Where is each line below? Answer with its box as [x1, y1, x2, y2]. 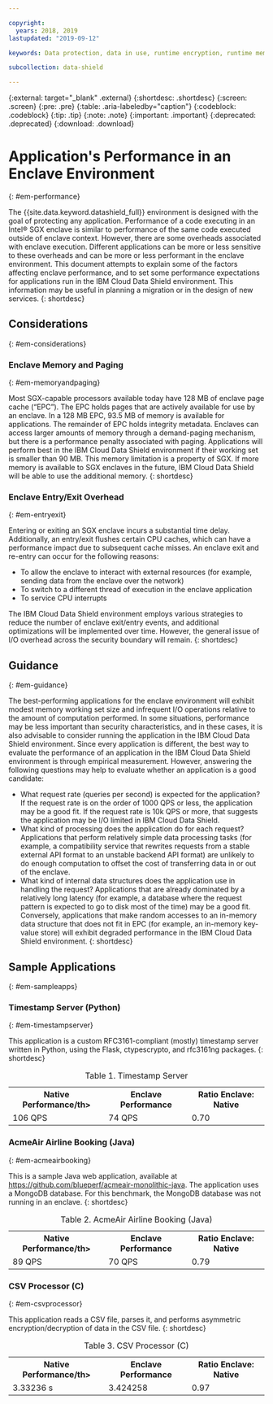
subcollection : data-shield [8, 63, 104, 72]
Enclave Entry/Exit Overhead [8, 491, 124, 503]
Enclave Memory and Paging [8, 359, 124, 370]
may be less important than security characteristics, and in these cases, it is [8, 722, 263, 732]
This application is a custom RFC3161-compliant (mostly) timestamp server [8, 1036, 259, 1046]
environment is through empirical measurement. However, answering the [8, 757, 252, 766]
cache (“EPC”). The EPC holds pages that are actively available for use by [8, 402, 256, 412]
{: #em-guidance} [8, 680, 68, 690]
